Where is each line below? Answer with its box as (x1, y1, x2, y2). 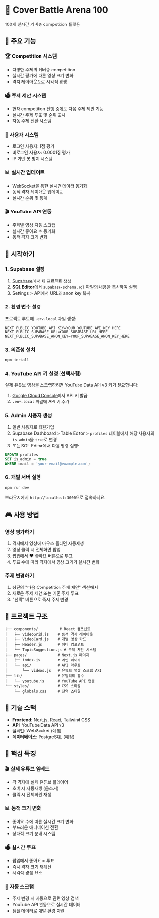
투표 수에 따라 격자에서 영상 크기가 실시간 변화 (12, 559, 99, 565)
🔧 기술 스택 (5, 704, 37, 712)
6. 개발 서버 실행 (5, 474, 41, 481)
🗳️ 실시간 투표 (5, 844, 36, 851)
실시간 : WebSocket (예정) (12, 728, 62, 733)
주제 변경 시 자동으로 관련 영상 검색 (12, 895, 79, 901)
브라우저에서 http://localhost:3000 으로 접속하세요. (5, 494, 106, 501)
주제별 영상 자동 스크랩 (12, 222, 56, 228)
